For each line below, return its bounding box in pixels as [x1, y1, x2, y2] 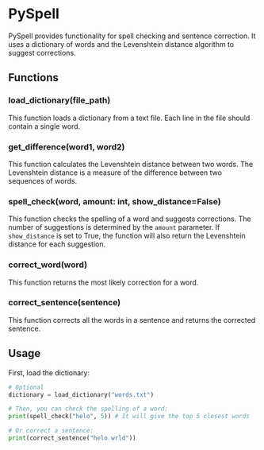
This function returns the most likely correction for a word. [8, 277, 199, 287]
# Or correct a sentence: [8, 427, 94, 435]
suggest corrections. [8, 48, 77, 57]
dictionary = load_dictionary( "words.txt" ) [8, 390, 155, 398]
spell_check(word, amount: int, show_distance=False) [8, 196, 221, 207]
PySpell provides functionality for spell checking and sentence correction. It [8, 31, 256, 41]
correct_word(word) [8, 259, 88, 270]
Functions [8, 71, 59, 84]
